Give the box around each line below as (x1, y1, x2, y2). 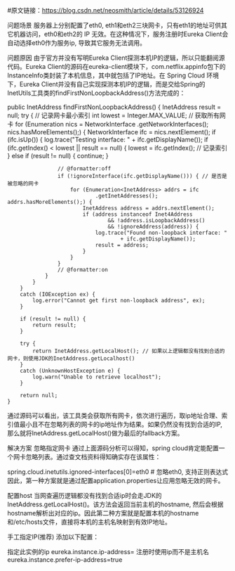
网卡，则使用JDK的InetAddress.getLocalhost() (7, 355, 135, 362)
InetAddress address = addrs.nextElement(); (82, 205, 215, 212)
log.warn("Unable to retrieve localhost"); (32, 373, 161, 380)
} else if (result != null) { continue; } (7, 152, 109, 160)
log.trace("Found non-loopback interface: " (95, 229, 228, 236)
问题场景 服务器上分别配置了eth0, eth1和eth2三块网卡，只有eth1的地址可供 (7, 21, 222, 30)
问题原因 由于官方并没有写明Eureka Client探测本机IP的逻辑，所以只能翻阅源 (7, 53, 226, 62)
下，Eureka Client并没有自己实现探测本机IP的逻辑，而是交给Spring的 (7, 80, 206, 88)
